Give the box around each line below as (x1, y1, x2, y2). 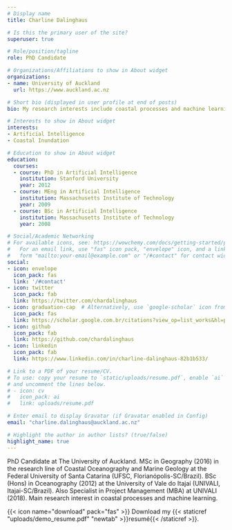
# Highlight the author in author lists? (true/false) (7, 431, 168, 439)
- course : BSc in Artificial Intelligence (13, 207, 137, 215)
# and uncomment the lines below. (7, 380, 107, 388)
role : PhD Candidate (7, 55, 67, 62)
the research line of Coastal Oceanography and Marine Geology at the (7, 464, 207, 472)
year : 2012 (19, 182, 51, 189)
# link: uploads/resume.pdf (7, 400, 95, 407)
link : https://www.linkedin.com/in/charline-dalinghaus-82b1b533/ (13, 355, 209, 362)
